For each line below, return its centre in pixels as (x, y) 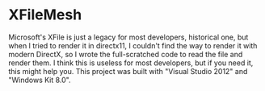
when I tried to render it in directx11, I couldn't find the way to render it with (133, 45)
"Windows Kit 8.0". (40, 80)
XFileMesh (45, 15)
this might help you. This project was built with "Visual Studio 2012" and (128, 71)
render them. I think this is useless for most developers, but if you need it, (131, 63)
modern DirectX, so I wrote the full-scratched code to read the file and (126, 54)
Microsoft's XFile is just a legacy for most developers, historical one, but (128, 37)
